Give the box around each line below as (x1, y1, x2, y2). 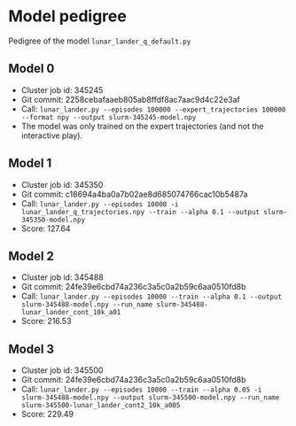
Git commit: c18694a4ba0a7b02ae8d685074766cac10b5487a (20, 189, 248, 199)
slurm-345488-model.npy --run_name (20, 300, 153, 309)
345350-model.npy (20, 215, 86, 224)
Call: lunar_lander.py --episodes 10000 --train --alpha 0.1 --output (20, 290, 283, 302)
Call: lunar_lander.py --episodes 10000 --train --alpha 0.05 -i (20, 383, 262, 395)
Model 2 (8, 248, 55, 263)
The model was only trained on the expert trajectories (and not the (20, 120, 264, 131)
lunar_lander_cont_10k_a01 (20, 308, 121, 317)
